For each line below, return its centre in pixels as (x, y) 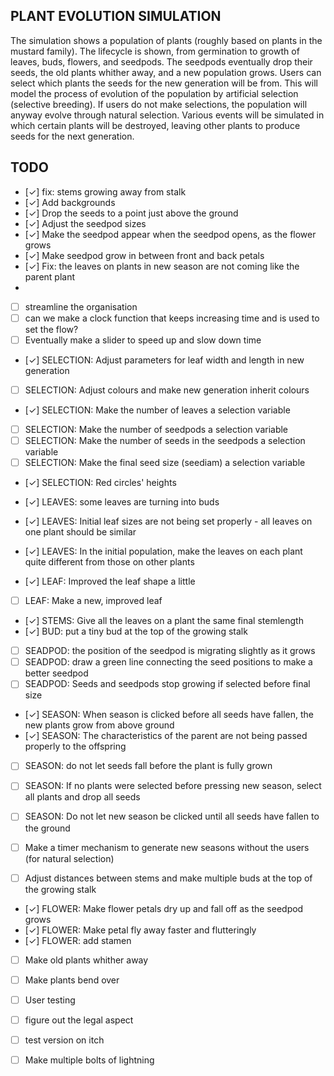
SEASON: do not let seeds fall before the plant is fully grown (148, 766)
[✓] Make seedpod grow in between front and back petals (144, 255)
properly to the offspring (75, 746)
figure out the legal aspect (79, 1020)
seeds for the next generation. (72, 136)
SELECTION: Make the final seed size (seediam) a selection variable (165, 462)
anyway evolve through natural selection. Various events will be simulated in (167, 115)
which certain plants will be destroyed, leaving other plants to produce (155, 125)
